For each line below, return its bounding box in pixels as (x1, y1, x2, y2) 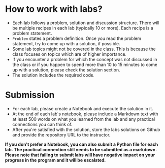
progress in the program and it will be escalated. (5, 157, 106, 163)
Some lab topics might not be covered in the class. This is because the (12, 46, 156, 52)
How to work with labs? (5, 3, 102, 15)
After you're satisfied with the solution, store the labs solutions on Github (12, 127, 161, 133)
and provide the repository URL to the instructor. (12, 132, 111, 137)
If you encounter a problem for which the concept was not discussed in (12, 56, 158, 62)
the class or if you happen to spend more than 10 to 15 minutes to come (12, 62, 158, 67)
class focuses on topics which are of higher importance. (12, 51, 127, 57)
